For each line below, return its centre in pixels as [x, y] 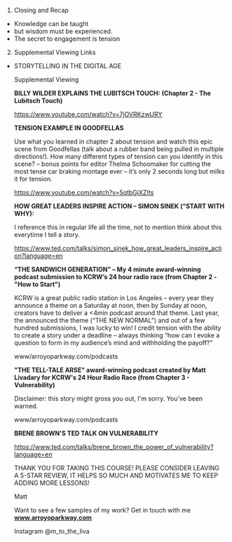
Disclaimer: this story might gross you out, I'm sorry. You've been [108, 399]
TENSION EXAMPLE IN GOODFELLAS [69, 128]
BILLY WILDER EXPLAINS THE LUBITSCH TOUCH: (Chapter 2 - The [112, 93]
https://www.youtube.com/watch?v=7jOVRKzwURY [88, 114]
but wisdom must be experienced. [63, 31]
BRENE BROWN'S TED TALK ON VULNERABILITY [86, 433]
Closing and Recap [41, 10]
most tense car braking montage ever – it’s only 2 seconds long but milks [119, 171]
